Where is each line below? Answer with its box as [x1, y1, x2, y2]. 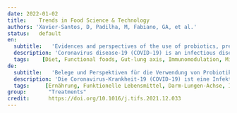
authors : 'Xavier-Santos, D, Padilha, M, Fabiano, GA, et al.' [7, 23, 197, 30]
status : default [7, 29, 61, 37]
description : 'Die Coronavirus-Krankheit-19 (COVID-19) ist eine [13, 75, 210, 83]
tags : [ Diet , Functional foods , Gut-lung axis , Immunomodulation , [13, 56, 222, 63]
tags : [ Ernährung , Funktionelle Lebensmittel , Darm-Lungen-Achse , [13, 82, 226, 89]
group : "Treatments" [7, 88, 87, 95]
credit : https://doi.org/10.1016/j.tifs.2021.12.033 [7, 95, 181, 102]
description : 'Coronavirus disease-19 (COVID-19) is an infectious [13, 50, 217, 57]
